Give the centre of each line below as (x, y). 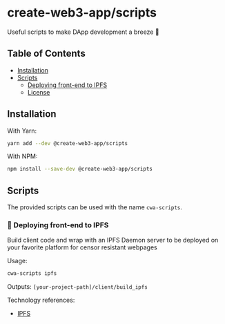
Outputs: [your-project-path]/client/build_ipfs (78, 287)
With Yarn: (22, 131)
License (39, 92)
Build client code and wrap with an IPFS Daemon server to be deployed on (113, 240)
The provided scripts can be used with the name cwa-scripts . (95, 207)
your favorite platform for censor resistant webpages (82, 247)
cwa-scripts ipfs (32, 274)
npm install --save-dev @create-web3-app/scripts (80, 169)
